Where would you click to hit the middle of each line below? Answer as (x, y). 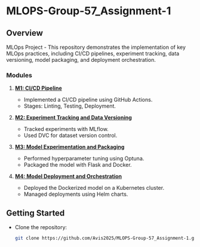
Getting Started (36, 213)
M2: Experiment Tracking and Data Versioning (73, 118)
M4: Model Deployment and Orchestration (68, 176)
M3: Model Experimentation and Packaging (70, 147)
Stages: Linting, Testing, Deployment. (70, 106)
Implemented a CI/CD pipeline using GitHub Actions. (88, 100)
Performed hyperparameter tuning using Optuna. (84, 158)
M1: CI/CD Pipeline (39, 88)
